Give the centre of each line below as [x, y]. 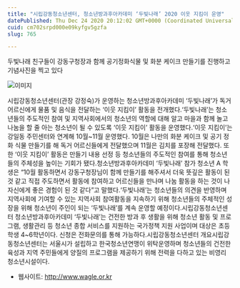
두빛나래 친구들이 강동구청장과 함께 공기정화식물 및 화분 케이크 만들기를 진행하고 [119, 61]
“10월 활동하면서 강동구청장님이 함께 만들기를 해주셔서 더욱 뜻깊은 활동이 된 [125, 172]
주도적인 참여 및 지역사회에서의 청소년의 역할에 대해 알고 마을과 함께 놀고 [127, 119]
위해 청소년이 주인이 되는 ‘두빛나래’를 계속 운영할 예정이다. [101, 208]
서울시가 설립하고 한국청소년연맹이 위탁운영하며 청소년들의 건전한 [140, 244]
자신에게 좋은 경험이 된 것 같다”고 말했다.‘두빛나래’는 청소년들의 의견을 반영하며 [117, 190]
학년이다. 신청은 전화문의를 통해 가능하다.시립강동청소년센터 [116, 235]
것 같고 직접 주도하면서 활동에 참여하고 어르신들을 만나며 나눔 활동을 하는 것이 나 [119, 181]
